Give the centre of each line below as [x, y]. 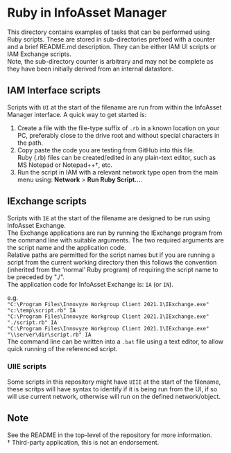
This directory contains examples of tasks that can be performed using [109, 32]
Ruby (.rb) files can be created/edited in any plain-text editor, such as [117, 157]
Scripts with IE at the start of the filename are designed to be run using [109, 218]
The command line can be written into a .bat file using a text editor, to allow [115, 341]
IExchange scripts [47, 201]
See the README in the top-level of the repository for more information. [110, 435]
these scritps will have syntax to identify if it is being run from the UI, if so [112, 389]
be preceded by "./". [36, 277]
